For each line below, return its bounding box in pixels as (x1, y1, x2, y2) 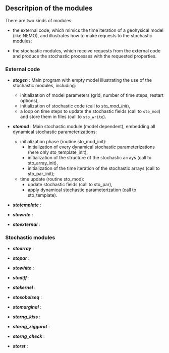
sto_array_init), (27, 160, 58, 166)
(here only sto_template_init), (27, 149, 88, 155)
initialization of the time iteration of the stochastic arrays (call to (27, 165, 160, 171)
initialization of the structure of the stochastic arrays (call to (27, 155, 152, 161)
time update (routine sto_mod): (20, 176, 85, 182)
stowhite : (12, 265, 34, 271)
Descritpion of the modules (5, 4, 93, 13)
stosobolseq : (12, 295, 42, 301)
